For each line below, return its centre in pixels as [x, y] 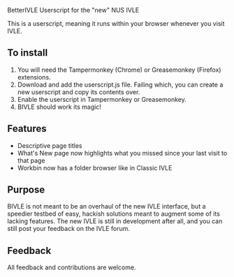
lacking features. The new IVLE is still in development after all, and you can [115, 221]
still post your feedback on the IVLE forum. [69, 229]
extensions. [34, 77]
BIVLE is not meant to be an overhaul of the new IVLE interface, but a [107, 207]
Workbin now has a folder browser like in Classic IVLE [95, 167]
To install [28, 53]
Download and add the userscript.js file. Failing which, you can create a [120, 84]
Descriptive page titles [50, 145]
